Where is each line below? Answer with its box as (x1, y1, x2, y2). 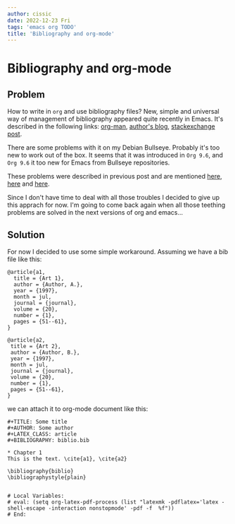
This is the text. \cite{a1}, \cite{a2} (7, 455, 128, 463)
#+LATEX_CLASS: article (7, 431, 77, 438)
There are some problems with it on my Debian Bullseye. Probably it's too (7, 143, 220, 152)
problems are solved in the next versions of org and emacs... (7, 208, 184, 217)
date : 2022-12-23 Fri (7, 17, 71, 24)
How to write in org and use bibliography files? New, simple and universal (7, 107, 220, 116)
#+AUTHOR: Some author (7, 424, 74, 431)
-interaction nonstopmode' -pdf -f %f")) (48, 505, 174, 512)
